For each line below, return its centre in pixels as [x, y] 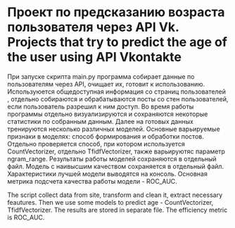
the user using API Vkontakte [94, 57]
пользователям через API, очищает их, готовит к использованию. [106, 84]
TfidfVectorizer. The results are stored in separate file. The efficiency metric [118, 210]
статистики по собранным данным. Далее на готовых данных [100, 121]
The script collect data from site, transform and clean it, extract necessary [115, 195]
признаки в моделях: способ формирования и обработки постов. [106, 136]
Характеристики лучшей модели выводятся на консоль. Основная [107, 174]
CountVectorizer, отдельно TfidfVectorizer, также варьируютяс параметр [116, 151]
